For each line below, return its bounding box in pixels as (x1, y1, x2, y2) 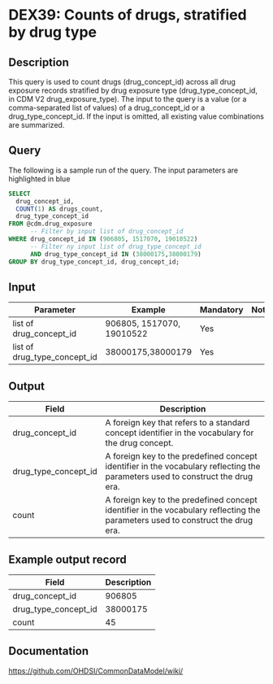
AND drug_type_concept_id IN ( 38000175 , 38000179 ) (29, 250, 201, 258)
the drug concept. (105, 438, 174, 449)
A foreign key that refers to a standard (105, 417, 250, 429)
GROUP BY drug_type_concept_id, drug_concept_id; (8, 258, 180, 266)
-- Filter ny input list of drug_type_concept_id (29, 242, 201, 251)
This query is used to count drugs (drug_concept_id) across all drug (8, 77, 236, 86)
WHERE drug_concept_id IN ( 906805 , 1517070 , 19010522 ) (8, 235, 198, 243)
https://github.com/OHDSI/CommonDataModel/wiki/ (8, 665, 184, 676)
